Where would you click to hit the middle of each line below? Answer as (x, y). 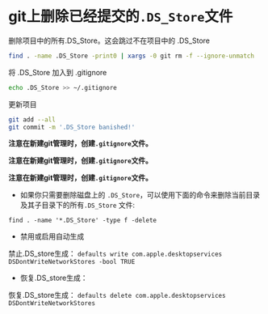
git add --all (32, 119)
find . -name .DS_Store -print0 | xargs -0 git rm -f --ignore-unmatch (131, 56)
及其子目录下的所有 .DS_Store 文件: (77, 205)
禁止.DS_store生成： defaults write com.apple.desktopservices (115, 254)
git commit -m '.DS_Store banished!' (72, 127)
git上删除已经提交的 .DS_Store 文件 (121, 17)
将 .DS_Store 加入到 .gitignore (58, 72)
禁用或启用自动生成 (52, 236)
